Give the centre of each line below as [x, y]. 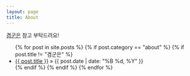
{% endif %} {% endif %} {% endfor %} [64, 67]
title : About [22, 17]
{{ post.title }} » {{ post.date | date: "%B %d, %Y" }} [79, 61]
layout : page [22, 12]
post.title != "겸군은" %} [44, 54]
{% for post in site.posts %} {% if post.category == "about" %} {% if [99, 47]
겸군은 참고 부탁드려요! [33, 35]
